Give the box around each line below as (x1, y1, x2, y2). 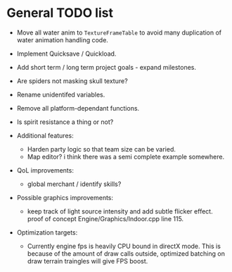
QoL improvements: (16, 166, 75, 174)
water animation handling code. (16, 35, 108, 44)
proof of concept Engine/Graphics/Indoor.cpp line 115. (27, 214, 184, 223)
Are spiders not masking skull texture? (16, 76, 128, 85)
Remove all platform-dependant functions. (16, 104, 140, 112)
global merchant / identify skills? (27, 180, 122, 188)
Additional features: (16, 131, 75, 140)
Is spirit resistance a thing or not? (16, 118, 114, 126)
